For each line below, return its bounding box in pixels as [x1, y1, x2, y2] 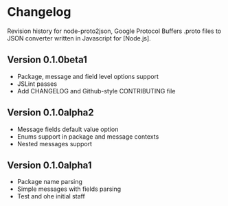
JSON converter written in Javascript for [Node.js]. [7, 34, 151, 42]
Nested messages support [16, 139, 93, 148]
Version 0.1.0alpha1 [7, 159, 92, 171]
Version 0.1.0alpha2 [7, 107, 94, 119]
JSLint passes [16, 80, 57, 88]
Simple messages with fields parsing [16, 185, 122, 193]
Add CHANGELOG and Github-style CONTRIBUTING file [16, 87, 176, 95]
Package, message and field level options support [16, 72, 159, 80]
